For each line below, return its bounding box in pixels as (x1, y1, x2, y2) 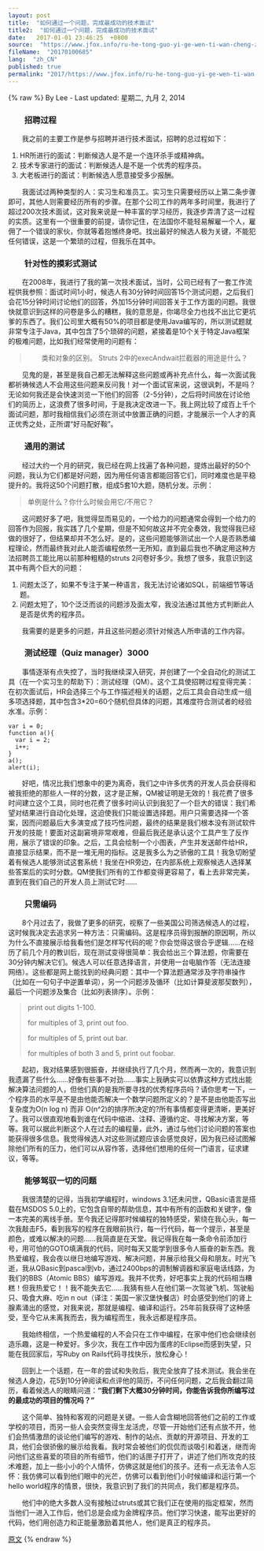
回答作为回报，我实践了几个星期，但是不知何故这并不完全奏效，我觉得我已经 (8, 524, 256, 533)
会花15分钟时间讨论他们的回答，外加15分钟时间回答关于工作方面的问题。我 (8, 297, 249, 307)
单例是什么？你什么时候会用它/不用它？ (27, 497, 155, 506)
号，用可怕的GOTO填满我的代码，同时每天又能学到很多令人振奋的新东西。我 (8, 1243, 255, 1254)
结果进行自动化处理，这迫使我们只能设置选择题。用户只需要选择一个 (21, 807, 242, 817)
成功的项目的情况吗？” (21, 1396, 95, 1405)
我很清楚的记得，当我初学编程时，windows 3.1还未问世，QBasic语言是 (21, 1195, 249, 1204)
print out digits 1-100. (27, 1003, 97, 1012)
